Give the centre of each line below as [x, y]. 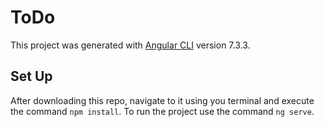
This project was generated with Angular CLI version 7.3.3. [130, 45]
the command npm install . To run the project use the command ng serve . [162, 111]
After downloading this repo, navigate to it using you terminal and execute [162, 100]
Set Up [31, 76]
